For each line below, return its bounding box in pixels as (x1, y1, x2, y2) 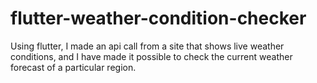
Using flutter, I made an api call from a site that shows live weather (10, 40, 285, 52)
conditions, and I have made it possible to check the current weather (10, 50, 293, 62)
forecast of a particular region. (10, 61, 137, 73)
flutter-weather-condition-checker (10, 7, 307, 30)
